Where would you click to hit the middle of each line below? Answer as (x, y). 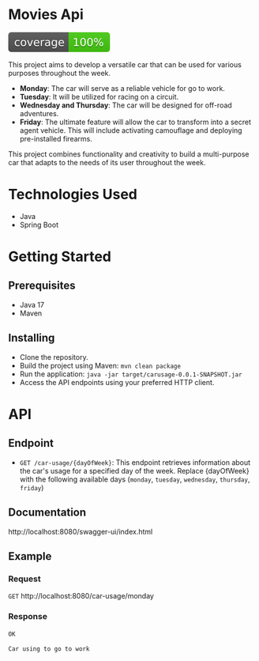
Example (30, 556)
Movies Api (46, 15)
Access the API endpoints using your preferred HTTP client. (117, 382)
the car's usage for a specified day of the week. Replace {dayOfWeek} (135, 470)
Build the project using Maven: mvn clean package (100, 365)
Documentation (47, 513)
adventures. (39, 113)
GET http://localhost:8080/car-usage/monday (81, 596)
